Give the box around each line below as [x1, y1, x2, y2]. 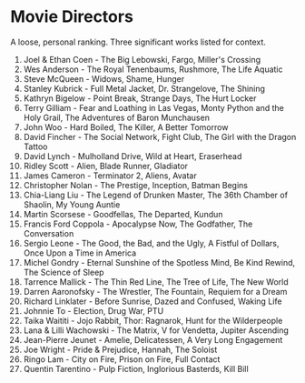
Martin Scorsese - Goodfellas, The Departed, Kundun [23, 208, 223, 219]
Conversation [23, 227, 74, 238]
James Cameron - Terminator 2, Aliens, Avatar [23, 170, 198, 181]
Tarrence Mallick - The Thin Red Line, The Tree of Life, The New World [23, 276, 289, 287]
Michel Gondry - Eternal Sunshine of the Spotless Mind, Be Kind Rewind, [23, 257, 296, 267]
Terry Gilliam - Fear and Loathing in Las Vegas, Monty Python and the [23, 102, 284, 113]
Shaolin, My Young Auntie [23, 198, 121, 210]
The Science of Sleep [23, 267, 104, 277]
